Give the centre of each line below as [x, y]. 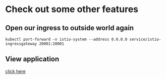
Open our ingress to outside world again [70, 28]
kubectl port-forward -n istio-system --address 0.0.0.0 [66, 39]
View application [32, 59]
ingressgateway [21, 44]
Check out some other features [72, 9]
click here [16, 71]
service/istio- [145, 39]
